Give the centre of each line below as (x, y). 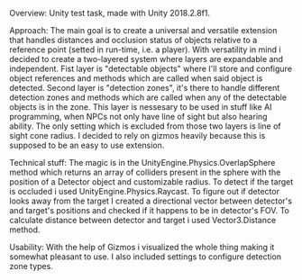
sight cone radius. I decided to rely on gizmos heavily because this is (137, 135)
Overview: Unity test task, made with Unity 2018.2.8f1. (110, 13)
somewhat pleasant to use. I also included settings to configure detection (146, 257)
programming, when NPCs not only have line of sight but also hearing (138, 117)
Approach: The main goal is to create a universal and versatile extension (143, 30)
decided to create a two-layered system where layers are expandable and (146, 59)
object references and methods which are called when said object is (136, 78)
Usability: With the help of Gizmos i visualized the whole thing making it (142, 247)
